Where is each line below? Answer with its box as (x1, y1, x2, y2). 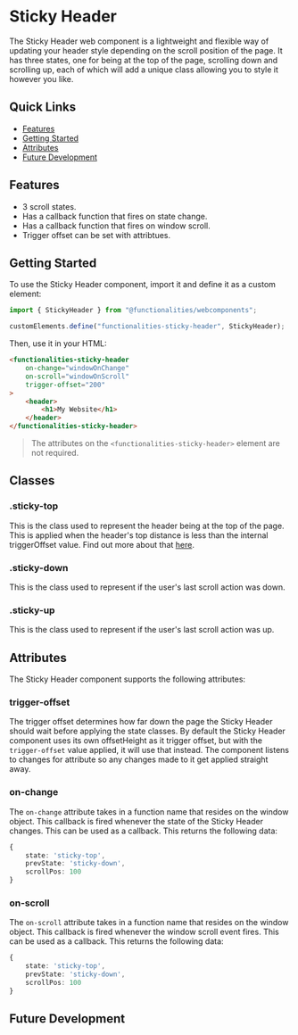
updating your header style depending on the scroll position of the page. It (9, 45, 283, 55)
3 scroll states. (21, 201, 77, 211)
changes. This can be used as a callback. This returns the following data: (9, 825, 278, 836)
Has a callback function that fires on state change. (21, 211, 208, 221)
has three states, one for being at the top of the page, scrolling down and (9, 54, 278, 65)
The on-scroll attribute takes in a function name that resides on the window (9, 917, 289, 928)
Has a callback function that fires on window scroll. (21, 220, 211, 231)
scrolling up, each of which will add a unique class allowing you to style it (9, 64, 279, 75)
